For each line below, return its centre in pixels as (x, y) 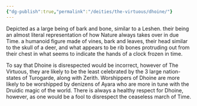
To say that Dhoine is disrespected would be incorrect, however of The (92, 65)
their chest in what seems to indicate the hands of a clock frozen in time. (94, 53)
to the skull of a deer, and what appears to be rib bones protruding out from (98, 47)
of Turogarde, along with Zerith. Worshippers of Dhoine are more (101, 78)
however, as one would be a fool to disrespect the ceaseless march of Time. (99, 97)
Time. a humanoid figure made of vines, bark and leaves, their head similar (97, 41)
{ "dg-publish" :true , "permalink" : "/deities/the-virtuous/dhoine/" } (89, 12)
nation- (172, 71)
